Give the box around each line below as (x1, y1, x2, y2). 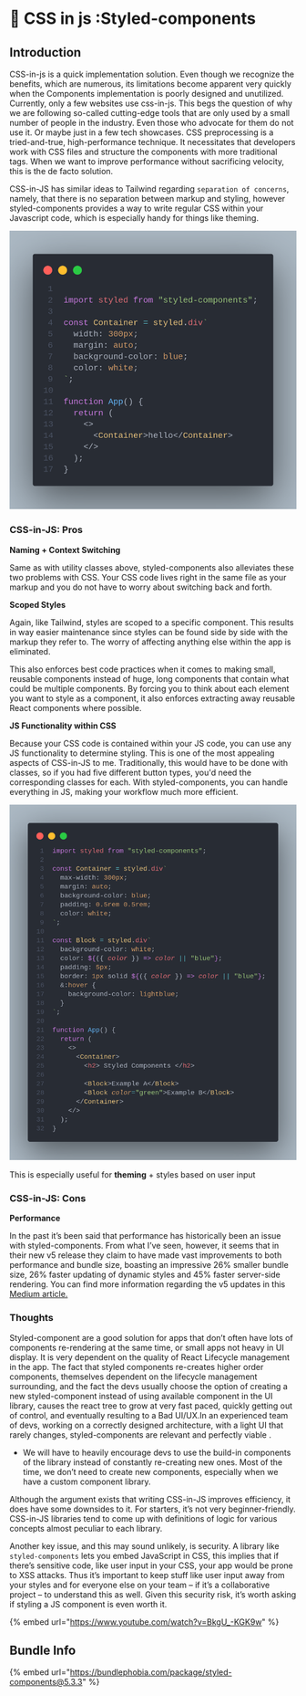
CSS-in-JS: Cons (9, 1191, 87, 1204)
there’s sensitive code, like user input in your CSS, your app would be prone (9, 1560, 294, 1571)
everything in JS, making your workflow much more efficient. (9, 786, 239, 797)
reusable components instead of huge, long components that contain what (9, 673, 290, 684)
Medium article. (9, 1289, 68, 1300)
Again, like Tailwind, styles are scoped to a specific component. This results (9, 616, 294, 628)
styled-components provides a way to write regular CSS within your (9, 203, 264, 214)
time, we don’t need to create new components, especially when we (22, 1466, 279, 1477)
